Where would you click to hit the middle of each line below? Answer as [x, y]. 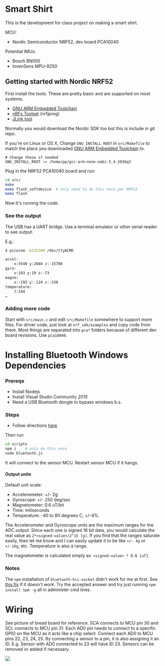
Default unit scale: [23, 485]
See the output [23, 216]
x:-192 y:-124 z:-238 [36, 282]
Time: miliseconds [31, 510]
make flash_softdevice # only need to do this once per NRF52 [71, 189]
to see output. [19, 232]
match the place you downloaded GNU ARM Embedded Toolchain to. [75, 148]
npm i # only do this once [36, 449]
